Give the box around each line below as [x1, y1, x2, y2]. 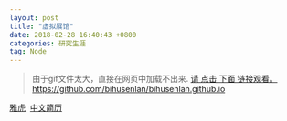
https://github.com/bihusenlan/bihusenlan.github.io [31, 84, 226, 95]
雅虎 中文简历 [9, 102, 62, 114]
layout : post [9, 13, 59, 23]
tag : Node [9, 47, 48, 56]
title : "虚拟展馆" [9, 22, 75, 31]
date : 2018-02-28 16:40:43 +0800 [9, 30, 137, 39]
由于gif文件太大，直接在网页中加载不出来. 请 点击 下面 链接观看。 [31, 74, 278, 85]
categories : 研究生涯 [9, 38, 87, 48]
